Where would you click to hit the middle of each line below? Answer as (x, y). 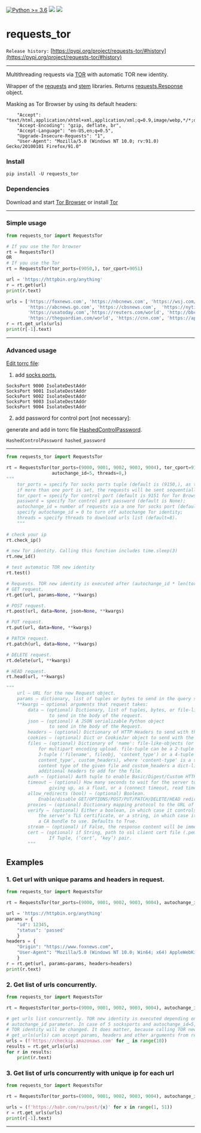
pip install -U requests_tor (42, 174)
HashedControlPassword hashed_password (56, 441)
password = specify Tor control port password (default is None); (101, 501)
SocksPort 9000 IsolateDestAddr (46, 386)
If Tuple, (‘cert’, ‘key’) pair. (91, 838)
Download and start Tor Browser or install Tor (62, 202)
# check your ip (26, 534)
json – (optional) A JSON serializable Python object (96, 721)
